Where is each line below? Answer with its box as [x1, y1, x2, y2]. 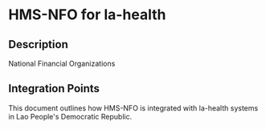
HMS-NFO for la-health [8, 6, 166, 24]
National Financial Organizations [8, 58, 116, 68]
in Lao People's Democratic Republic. [8, 111, 133, 121]
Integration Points [8, 82, 100, 95]
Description [8, 38, 68, 51]
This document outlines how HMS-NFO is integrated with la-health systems [8, 103, 259, 113]
